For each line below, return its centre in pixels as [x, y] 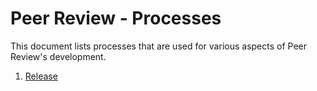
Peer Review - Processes [116, 18]
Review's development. [58, 56]
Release [41, 76]
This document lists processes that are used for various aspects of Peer [159, 46]
